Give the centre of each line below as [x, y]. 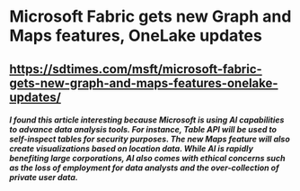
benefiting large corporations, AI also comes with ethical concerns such [147, 159]
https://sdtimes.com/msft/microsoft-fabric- [136, 69]
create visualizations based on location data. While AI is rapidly [132, 149]
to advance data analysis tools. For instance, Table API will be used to [143, 130]
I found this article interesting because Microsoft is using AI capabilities [147, 120]
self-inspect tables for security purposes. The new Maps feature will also [150, 139]
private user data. [44, 177]
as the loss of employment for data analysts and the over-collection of [145, 168]
